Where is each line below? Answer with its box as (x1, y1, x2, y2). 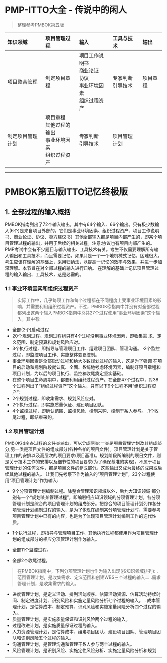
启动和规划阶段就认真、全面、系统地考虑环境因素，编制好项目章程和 (21, 364, 161, 370)
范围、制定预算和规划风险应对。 (16, 339, 83, 345)
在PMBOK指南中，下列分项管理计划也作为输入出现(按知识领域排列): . (17, 568, 158, 574)
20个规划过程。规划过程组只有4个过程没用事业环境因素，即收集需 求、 (12, 333, 158, 339)
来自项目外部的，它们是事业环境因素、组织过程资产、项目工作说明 (24, 227, 159, 233)
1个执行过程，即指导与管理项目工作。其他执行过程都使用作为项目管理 (12, 530, 154, 536)
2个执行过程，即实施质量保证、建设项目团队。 (12, 402, 107, 408)
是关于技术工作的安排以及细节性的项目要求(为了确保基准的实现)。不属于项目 (5, 458, 161, 464)
